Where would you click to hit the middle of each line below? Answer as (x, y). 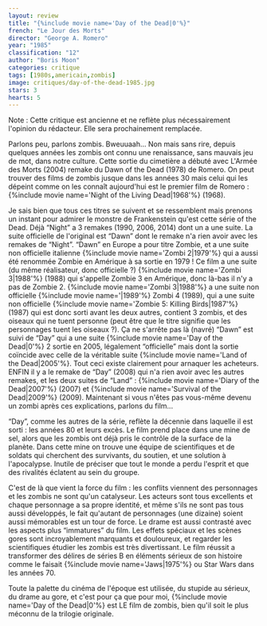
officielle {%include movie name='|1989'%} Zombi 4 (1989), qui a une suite (132, 296)
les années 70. (32, 573)
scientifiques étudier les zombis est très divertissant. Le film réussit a (122, 548)
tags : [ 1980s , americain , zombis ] (62, 75)
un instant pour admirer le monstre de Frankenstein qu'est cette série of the (132, 219)
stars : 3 (23, 90)
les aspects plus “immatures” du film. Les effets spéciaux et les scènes (125, 530)
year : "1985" (30, 46)
